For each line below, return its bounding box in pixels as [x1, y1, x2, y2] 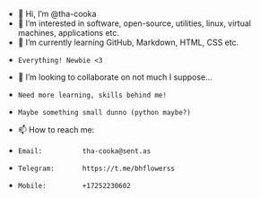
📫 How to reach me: [17, 125, 95, 134]
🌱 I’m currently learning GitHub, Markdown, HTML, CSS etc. [17, 37, 239, 47]
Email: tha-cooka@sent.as [17, 147, 152, 156]
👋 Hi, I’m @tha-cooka [17, 9, 97, 19]
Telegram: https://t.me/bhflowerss [17, 164, 175, 173]
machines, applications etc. [17, 28, 119, 38]
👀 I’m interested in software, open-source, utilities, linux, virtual [17, 18, 251, 29]
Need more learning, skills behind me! [17, 90, 168, 99]
